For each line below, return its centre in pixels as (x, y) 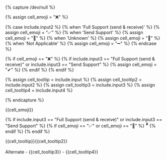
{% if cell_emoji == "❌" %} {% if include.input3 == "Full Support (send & (80, 59)
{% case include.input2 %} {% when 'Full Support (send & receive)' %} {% (82, 27)
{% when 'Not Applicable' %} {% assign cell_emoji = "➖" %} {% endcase (81, 43)
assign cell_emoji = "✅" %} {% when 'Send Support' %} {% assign (74, 32)
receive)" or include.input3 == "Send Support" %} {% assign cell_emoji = (81, 64)
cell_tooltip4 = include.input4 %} (39, 90)
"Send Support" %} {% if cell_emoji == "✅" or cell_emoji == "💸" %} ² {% (80, 125)
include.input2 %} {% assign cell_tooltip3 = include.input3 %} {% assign (80, 85)
